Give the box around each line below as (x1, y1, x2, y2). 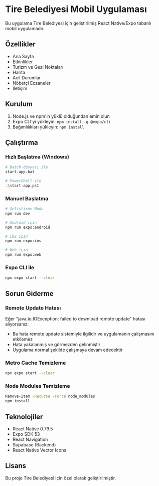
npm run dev (5, 211, 30, 216)
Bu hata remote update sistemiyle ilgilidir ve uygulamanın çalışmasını (12, 331, 154, 337)
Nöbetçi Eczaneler (12, 80, 51, 86)
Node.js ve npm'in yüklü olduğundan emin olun (12, 113, 110, 119)
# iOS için (5, 234, 28, 239)
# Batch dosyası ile (5, 165, 49, 170)
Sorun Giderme (5, 289, 54, 298)
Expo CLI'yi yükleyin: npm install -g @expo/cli (12, 118, 111, 124)
